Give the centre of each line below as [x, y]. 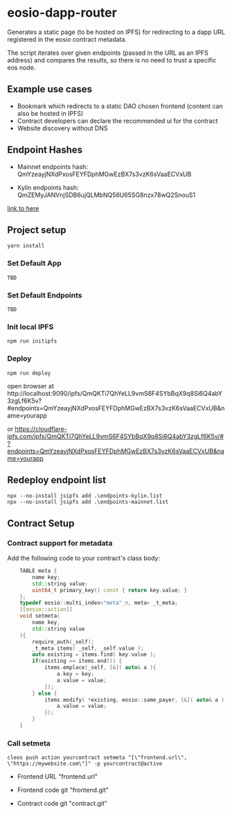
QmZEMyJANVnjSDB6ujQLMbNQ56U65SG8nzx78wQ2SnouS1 [106, 195]
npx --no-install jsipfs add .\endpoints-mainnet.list [88, 502]
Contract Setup [41, 523]
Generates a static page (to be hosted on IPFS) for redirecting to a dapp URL [116, 32]
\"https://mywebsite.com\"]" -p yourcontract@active [85, 764]
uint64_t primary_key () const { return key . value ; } [110, 590]
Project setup [37, 230]
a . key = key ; [75, 674]
